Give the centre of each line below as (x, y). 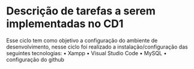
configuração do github (35, 59)
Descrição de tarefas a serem (81, 11)
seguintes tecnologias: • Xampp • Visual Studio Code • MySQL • (86, 53)
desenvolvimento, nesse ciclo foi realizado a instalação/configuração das (97, 47)
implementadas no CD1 (65, 24)
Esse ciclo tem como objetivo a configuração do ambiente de (82, 40)
